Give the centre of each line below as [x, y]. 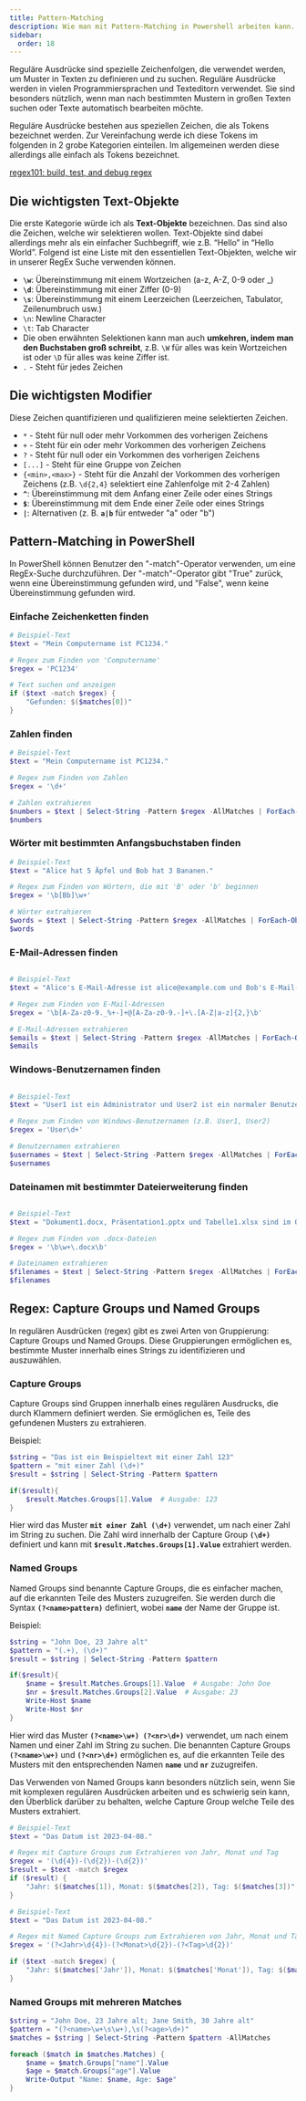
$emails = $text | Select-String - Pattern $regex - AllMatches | [134, 1038]
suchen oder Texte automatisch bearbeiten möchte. [107, 108]
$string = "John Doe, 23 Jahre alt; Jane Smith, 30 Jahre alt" [132, 2021]
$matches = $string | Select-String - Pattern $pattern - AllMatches [140, 2038]
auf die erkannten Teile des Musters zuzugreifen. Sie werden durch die [143, 1597]
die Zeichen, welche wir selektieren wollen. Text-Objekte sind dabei [137, 233]
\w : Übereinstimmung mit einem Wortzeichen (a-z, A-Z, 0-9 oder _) [148, 280]
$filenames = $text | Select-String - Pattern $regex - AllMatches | [140, 1272]
